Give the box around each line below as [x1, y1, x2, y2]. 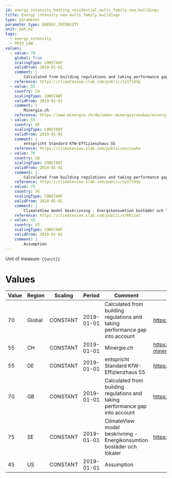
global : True [14, 55, 42, 61]
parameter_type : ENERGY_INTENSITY [5, 22, 79, 27]
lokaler [104, 450, 121, 457]
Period [83, 292, 100, 299]
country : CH [14, 88, 40, 94]
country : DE [14, 122, 40, 127]
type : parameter [5, 17, 40, 22]
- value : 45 [10, 218, 36, 223]
